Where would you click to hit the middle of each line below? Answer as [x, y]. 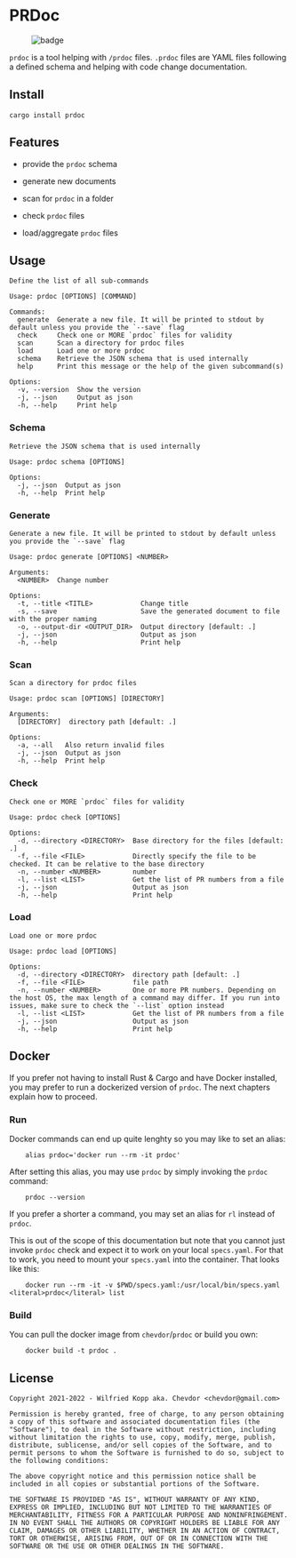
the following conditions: [59, 1461]
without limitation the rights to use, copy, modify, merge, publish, [143, 1438]
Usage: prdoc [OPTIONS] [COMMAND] [73, 297]
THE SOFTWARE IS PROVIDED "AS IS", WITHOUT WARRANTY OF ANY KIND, [135, 1500]
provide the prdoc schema [70, 164]
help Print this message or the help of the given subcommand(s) [151, 367]
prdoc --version [56, 1197]
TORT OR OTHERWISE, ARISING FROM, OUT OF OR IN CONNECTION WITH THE [139, 1538]
